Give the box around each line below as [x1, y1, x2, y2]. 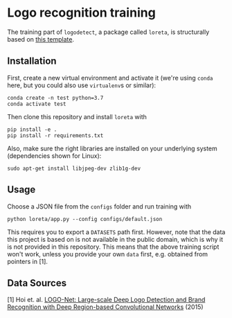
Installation [7, 55, 57, 67]
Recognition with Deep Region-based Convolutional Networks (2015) [7, 303, 204, 311]
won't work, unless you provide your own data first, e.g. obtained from [7, 249, 208, 258]
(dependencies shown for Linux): [7, 151, 102, 160]
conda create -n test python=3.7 [7, 94, 104, 101]
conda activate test [7, 100, 67, 107]
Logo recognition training [7, 5, 156, 21]
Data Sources [7, 277, 67, 289]
